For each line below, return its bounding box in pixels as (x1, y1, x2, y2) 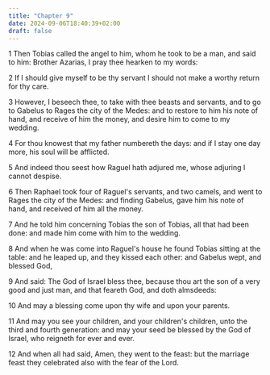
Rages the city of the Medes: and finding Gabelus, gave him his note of (8, 195, 244, 206)
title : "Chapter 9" (8, 11, 74, 20)
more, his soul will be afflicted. (8, 147, 110, 157)
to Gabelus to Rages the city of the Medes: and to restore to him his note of (8, 106, 259, 115)
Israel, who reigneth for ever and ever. (8, 334, 135, 344)
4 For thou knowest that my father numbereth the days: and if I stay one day (8, 139, 261, 148)
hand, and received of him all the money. (8, 204, 143, 214)
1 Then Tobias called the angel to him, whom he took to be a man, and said (8, 49, 256, 59)
